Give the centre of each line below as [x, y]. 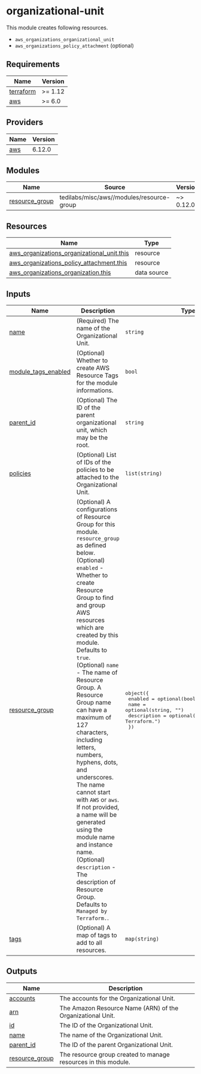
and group [91, 605]
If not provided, [98, 807]
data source [151, 272]
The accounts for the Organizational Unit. [117, 998]
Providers [25, 122]
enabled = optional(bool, [164, 699]
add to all [89, 943]
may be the [92, 437]
